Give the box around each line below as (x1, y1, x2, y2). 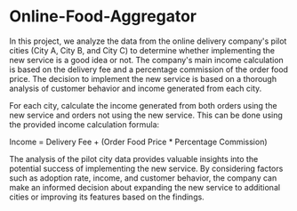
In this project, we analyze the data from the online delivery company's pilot (9, 36, 287, 46)
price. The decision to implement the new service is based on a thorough (9, 73, 277, 84)
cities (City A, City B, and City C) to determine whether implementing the (9, 45, 276, 55)
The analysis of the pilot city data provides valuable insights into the (9, 153, 259, 164)
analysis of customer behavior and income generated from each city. (9, 83, 262, 93)
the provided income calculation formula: (9, 118, 160, 130)
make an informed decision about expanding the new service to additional (9, 182, 281, 192)
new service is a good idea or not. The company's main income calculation (9, 54, 285, 65)
